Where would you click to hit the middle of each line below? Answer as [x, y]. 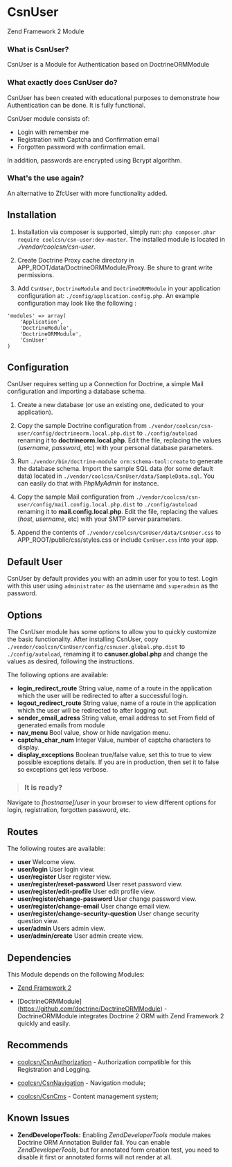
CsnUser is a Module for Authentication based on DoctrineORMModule [108, 65]
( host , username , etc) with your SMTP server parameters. [99, 519]
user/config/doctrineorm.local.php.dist [76, 434]
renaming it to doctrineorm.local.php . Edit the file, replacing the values [119, 440]
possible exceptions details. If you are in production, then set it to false [118, 762]
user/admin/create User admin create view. [80, 936]
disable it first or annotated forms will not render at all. [95, 1157]
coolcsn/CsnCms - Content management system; [88, 1096]
